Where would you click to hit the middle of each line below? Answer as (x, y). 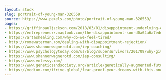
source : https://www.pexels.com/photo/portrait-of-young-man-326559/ (78, 19)
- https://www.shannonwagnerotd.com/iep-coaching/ (58, 47)
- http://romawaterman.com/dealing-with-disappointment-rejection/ (76, 42)
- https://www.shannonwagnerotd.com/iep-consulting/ (60, 56)
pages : (11, 24)
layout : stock (19, 10)
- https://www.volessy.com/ (34, 61)
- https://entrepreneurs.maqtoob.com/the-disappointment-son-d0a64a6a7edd (83, 33)
